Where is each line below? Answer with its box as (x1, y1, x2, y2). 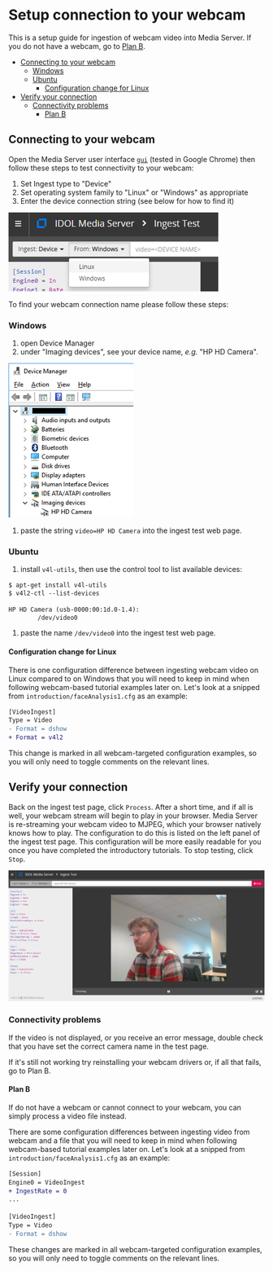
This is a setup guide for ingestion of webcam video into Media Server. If (8, 33, 252, 42)
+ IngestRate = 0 (8, 1187, 67, 1195)
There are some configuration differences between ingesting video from (8, 1127, 250, 1137)
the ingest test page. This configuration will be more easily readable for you (8, 837, 262, 847)
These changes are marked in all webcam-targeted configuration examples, (8, 1244, 262, 1254)
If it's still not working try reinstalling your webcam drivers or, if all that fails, (8, 1057, 262, 1066)
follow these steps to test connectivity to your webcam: (8, 163, 194, 173)
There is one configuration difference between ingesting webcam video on (8, 665, 258, 675)
